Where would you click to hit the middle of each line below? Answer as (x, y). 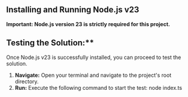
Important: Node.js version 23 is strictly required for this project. (88, 24)
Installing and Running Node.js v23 (73, 10)
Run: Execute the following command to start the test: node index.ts (98, 87)
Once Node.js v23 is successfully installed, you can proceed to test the (94, 57)
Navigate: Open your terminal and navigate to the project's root (93, 75)
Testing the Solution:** (50, 43)
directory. (27, 81)
